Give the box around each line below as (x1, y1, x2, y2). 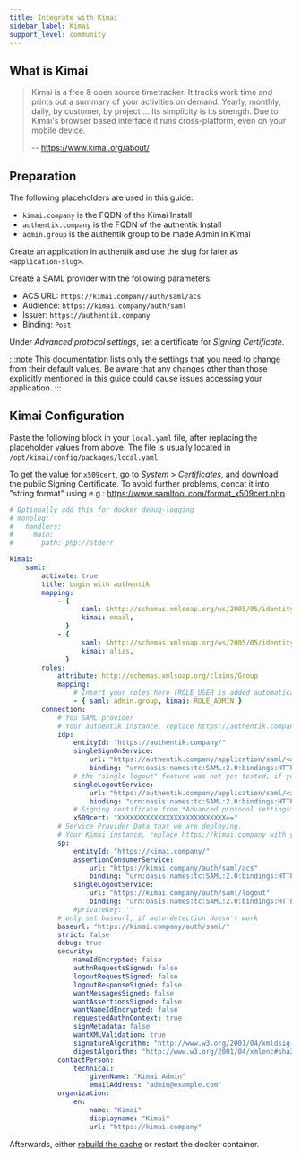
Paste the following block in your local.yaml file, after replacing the (9, 432, 258, 443)
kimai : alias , (81, 646, 134, 655)
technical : (73, 1064, 115, 1073)
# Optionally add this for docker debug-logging (9, 504, 194, 514)
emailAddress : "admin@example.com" (89, 1081, 222, 1090)
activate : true (41, 571, 99, 580)
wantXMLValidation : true (73, 1031, 167, 1040)
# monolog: (9, 513, 50, 522)
